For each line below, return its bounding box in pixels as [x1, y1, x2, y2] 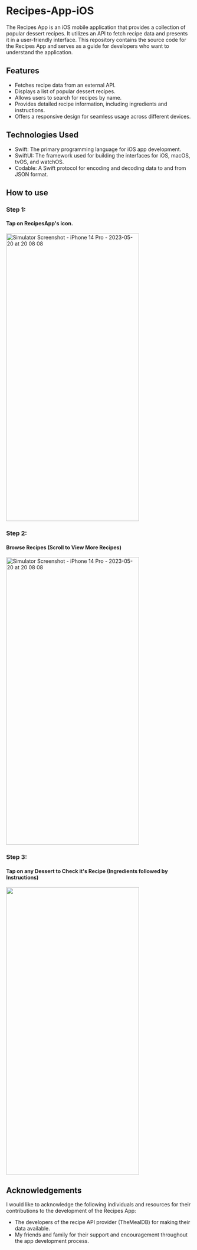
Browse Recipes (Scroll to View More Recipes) [6, 544, 122, 551]
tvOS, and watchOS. [14, 158, 64, 165]
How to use [6, 188, 48, 198]
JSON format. [14, 170, 48, 178]
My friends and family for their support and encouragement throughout [14, 1231, 188, 1238]
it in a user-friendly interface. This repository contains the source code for [6, 36, 187, 43]
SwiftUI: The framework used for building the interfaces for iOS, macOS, [14, 152, 191, 159]
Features [6, 66, 40, 76]
